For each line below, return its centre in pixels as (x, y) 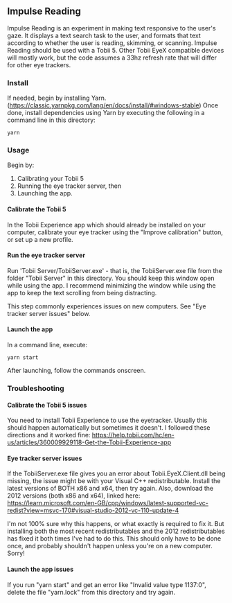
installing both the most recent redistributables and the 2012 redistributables (116, 531)
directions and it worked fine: (49, 435)
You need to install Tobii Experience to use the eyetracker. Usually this (107, 420)
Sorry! (16, 553)
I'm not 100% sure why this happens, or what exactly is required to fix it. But (116, 524)
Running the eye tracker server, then (69, 186)
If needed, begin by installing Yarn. (57, 98)
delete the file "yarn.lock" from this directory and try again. (91, 592)
